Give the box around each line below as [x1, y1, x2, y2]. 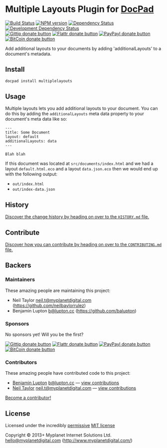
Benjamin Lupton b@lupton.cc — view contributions [12, 380, 120, 386]
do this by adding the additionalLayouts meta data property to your [5, 111, 145, 117]
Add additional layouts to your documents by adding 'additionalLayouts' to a [5, 45, 162, 51]
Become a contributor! [5, 395, 51, 401]
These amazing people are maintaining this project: [5, 288, 111, 294]
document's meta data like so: [5, 116, 67, 122]
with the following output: [5, 171, 58, 177]
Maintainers [5, 276, 35, 283]
